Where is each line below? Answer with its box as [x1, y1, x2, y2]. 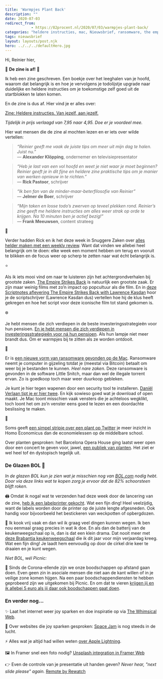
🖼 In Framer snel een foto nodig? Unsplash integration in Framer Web [5, 650, 145, 656]
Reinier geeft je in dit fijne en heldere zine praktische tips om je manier [16, 169, 158, 174]
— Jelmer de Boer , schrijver [16, 193, 74, 199]
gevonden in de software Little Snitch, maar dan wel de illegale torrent [5, 371, 145, 377]
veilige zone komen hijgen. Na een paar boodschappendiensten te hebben [5, 575, 154, 581]
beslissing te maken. [5, 406, 46, 412]
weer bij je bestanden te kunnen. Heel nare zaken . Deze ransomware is [5, 365, 147, 371]
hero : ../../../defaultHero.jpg [5, 43, 70, 48]
